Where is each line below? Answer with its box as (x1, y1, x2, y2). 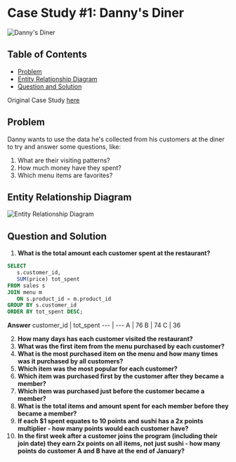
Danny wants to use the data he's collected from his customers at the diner (7, 135, 225, 143)
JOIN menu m (7, 288, 42, 296)
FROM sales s (7, 282, 46, 289)
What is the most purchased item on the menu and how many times (17, 349, 218, 358)
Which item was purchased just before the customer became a (17, 387, 205, 395)
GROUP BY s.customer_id (7, 302, 77, 309)
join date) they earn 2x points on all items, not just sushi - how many (17, 439, 221, 448)
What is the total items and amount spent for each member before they (17, 402, 229, 411)
